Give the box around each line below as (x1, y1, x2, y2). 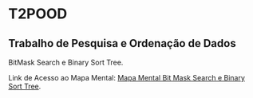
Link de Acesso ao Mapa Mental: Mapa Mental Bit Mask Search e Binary (8, 73, 246, 82)
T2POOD (8, 5, 68, 23)
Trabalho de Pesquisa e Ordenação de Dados (8, 37, 237, 50)
